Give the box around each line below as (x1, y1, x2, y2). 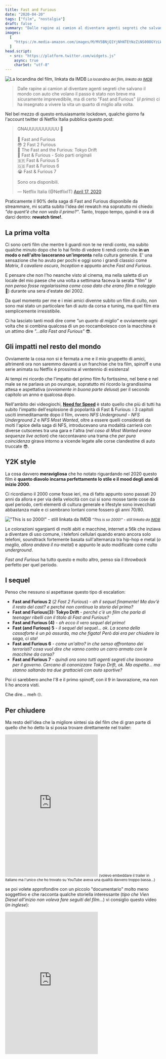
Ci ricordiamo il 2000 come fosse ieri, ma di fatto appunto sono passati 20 (5, 491, 157, 497)
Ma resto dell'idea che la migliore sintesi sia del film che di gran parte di (5, 719, 151, 725)
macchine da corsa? (12, 652, 54, 657)
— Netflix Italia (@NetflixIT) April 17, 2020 (17, 189, 102, 195)
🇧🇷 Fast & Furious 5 (17, 157, 59, 163)
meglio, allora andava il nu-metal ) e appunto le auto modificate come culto (5, 542, 158, 548)
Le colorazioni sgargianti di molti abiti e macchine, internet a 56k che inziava (5, 526, 161, 532)
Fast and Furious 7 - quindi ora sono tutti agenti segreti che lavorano (12, 656, 154, 662)
